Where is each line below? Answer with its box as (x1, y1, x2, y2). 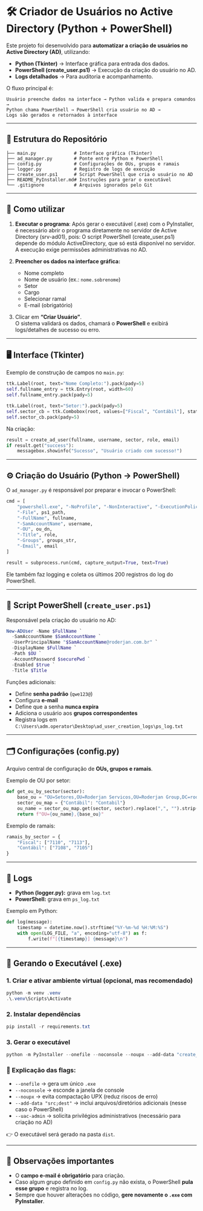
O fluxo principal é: (6, 84, 54, 91)
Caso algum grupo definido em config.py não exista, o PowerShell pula (14, 1178, 193, 1186)
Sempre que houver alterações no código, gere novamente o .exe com (14, 1191, 193, 1198)
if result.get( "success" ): (6, 442, 74, 448)
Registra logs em (14, 716, 57, 723)
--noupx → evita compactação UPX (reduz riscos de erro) (14, 1092, 158, 1100)
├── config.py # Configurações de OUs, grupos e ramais (6, 161, 180, 167)
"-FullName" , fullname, (17, 515, 77, 521)
